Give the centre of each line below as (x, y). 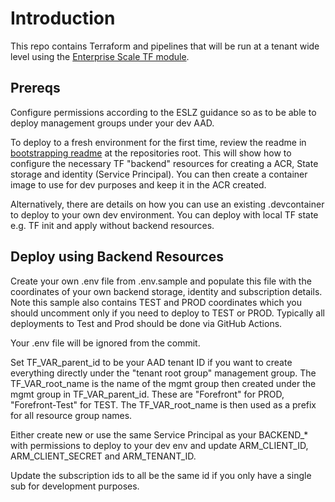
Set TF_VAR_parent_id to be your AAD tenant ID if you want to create (151, 362)
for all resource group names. (71, 415)
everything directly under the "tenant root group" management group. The (163, 373)
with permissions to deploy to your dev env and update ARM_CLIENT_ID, (159, 445)
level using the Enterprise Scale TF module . (100, 56)
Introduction (63, 18)
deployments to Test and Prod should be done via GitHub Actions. (146, 323)
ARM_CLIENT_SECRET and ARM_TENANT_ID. (103, 456)
